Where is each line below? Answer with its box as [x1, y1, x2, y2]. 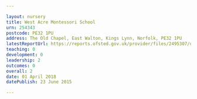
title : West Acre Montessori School [6, 19, 96, 25]
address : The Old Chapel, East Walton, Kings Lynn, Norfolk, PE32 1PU [6, 36, 182, 42]
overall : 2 [6, 68, 33, 74]
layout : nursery [6, 13, 46, 19]
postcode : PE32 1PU [6, 30, 54, 36]
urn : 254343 [6, 25, 35, 30]
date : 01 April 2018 [6, 74, 57, 80]
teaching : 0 [6, 46, 35, 53]
